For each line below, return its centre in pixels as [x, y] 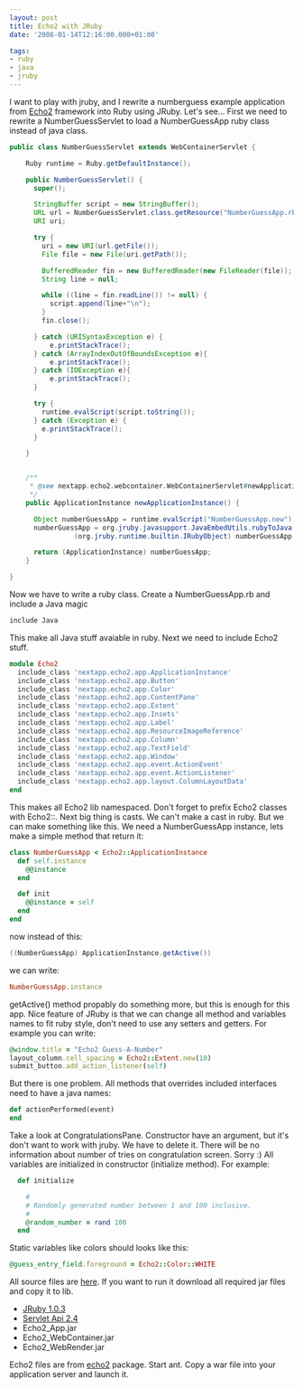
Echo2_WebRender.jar [64, 1347]
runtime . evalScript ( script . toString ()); [119, 412]
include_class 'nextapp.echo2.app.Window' [98, 756]
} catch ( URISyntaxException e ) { [98, 337]
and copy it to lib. [41, 1291]
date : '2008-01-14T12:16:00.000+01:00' [84, 34]
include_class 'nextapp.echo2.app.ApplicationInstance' [124, 672]
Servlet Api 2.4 [50, 1318]
